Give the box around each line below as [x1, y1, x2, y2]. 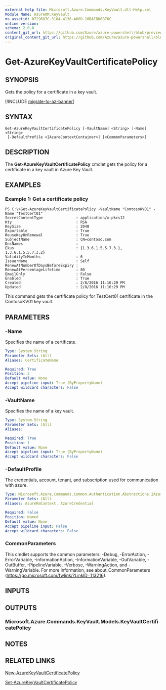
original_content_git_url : [5, 35, 61, 40]
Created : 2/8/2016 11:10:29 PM [5, 280, 125, 285]
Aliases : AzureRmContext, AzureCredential [5, 501, 94, 506]
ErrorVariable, [5, 556, 34, 562]
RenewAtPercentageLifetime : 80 [5, 268, 85, 273]
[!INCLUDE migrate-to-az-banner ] [5, 98, 75, 104]
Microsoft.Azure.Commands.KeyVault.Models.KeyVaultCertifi [5, 618, 159, 625]
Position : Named [5, 514, 39, 519]
